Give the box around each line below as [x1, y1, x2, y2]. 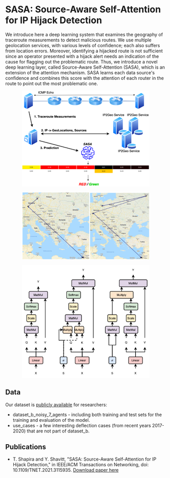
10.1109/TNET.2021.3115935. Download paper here [12, 467, 119, 473]
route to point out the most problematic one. [5, 80, 98, 87]
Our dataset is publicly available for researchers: [5, 401, 107, 408]
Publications [5, 442, 46, 451]
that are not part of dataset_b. [27, 428, 90, 434]
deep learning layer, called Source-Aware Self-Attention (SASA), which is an [5, 64, 165, 70]
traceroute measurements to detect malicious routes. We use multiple [5, 37, 152, 43]
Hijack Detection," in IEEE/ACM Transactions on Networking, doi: [12, 462, 149, 468]
